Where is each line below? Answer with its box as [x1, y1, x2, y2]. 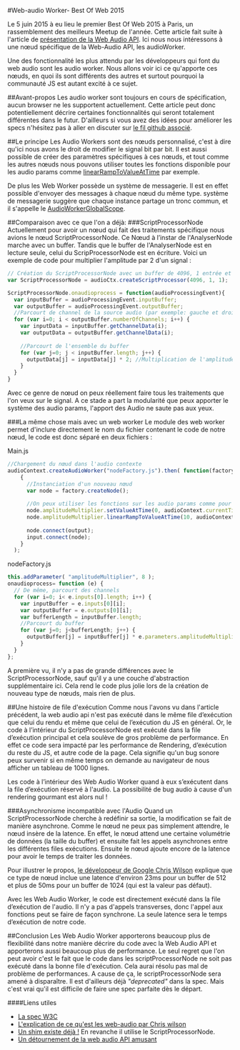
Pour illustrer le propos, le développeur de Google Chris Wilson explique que [7, 866, 233, 874]
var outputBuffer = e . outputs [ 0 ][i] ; [20, 606, 133, 614]
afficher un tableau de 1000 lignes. [7, 764, 110, 772]
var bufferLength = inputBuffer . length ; [20, 614, 142, 621]
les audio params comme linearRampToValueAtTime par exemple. [7, 168, 200, 176]
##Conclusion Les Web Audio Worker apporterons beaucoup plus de [7, 931, 211, 940]
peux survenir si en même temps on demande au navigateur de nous [7, 756, 210, 764]
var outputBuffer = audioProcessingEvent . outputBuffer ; [14, 303, 184, 310]
